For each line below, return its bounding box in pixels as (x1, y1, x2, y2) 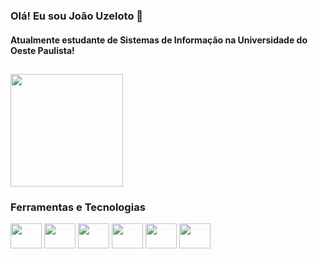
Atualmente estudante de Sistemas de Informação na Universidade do (10, 34, 308, 46)
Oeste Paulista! (10, 44, 75, 56)
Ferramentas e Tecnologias (10, 200, 146, 214)
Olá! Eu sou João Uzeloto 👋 (10, 9, 144, 23)
